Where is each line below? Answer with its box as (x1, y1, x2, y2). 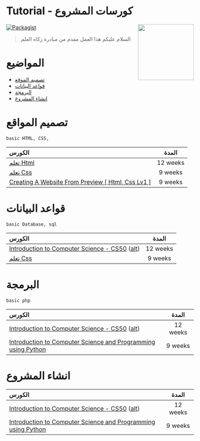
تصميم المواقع (6, 116, 68, 129)
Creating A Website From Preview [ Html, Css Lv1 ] (9, 177, 152, 186)
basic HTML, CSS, (6, 135, 49, 141)
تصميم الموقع (14, 76, 45, 83)
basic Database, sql (6, 221, 58, 227)
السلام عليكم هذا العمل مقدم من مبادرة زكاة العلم (20, 35, 131, 42)
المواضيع (6, 57, 45, 70)
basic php (6, 298, 31, 304)
